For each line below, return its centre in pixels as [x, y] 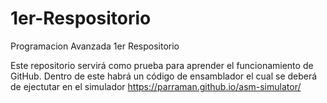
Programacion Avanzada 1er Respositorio [95, 46]
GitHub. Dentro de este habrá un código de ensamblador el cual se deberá [164, 76]
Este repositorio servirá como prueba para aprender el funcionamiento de [162, 65]
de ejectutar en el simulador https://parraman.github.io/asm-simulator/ [156, 86]
